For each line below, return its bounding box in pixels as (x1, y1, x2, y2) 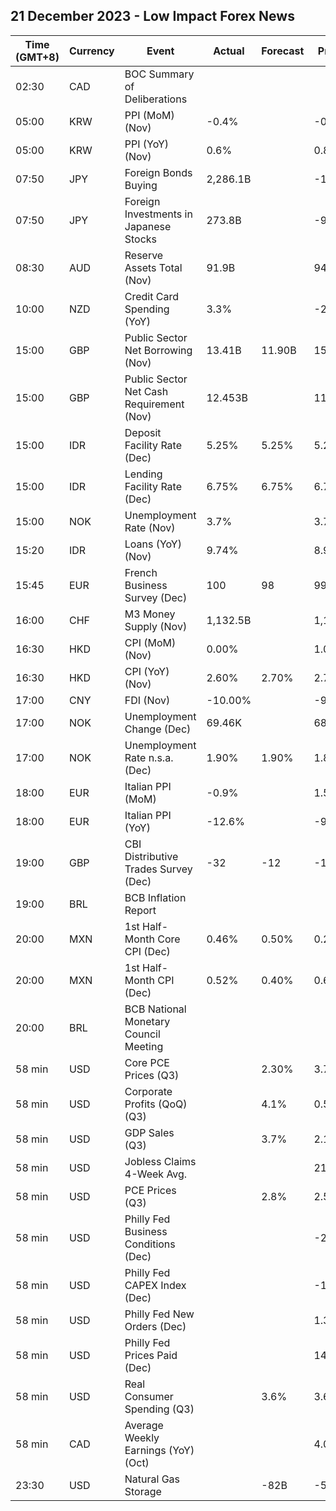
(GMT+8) (15, 50, 60, 64)
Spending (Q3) (124, 1402, 195, 1416)
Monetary (124, 1014, 171, 1028)
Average (124, 1418, 164, 1432)
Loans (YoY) (124, 537, 182, 551)
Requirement (124, 397, 185, 411)
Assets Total (124, 260, 183, 274)
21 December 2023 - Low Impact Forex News (10, 8, 295, 25)
